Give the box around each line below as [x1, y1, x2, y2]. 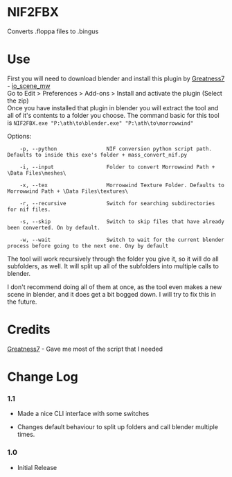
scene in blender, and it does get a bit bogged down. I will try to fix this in [7, 290, 217, 298]
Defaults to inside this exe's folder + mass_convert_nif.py [7, 151, 188, 158]
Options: [7, 132, 32, 140]
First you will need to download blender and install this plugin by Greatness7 [7, 74, 225, 83]
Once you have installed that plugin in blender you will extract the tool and [7, 103, 219, 112]
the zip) [7, 96, 29, 105]
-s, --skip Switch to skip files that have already [19, 218, 225, 225]
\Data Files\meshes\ [7, 169, 67, 177]
